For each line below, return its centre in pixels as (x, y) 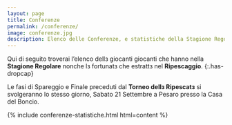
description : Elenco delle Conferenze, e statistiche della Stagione (109, 39)
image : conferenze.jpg (40, 33)
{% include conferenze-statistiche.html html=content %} (88, 115)
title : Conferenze (33, 20)
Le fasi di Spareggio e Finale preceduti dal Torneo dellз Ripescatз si (104, 87)
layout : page (26, 13)
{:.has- (214, 66)
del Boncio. (23, 102)
